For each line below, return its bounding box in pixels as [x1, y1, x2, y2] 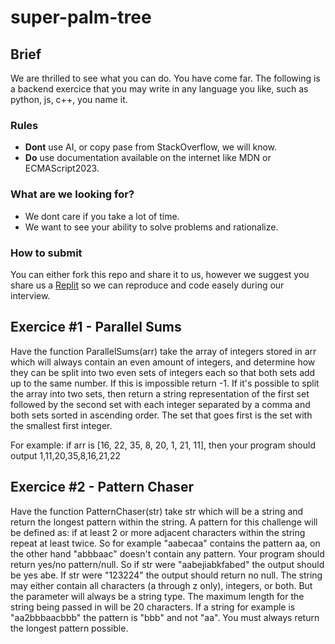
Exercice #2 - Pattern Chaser [10, 479, 194, 496]
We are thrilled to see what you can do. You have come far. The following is [10, 72, 321, 84]
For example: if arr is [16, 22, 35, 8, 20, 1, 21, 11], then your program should [10, 439, 316, 451]
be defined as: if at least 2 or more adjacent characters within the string [10, 526, 306, 538]
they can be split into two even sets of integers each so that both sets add [10, 366, 316, 378]
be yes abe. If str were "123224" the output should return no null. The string [10, 569, 323, 581]
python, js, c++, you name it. [10, 94, 128, 105]
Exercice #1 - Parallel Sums [10, 319, 182, 336]
